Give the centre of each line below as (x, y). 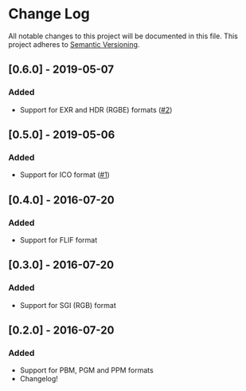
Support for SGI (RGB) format (68, 305)
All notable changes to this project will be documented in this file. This (123, 36)
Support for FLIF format (59, 240)
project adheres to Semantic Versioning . (74, 44)
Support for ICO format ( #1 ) (64, 175)
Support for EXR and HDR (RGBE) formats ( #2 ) (96, 109)
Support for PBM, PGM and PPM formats (86, 370)
